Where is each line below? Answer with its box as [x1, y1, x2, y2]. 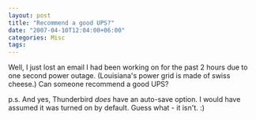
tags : [8, 41, 26, 49]
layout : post [8, 11, 51, 20]
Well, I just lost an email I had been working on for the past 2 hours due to [8, 62, 248, 72]
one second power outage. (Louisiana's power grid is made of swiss [8, 71, 231, 81]
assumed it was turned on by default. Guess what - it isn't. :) [8, 103, 205, 113]
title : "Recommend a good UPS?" [8, 19, 115, 27]
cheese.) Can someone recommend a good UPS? [8, 80, 169, 89]
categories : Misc [8, 33, 66, 42]
